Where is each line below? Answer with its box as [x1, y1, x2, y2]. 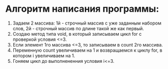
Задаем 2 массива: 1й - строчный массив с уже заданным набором [12, 20, 162, 26]
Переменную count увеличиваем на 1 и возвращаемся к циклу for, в [12, 47, 162, 53]
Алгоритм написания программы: [5, 3, 159, 15]
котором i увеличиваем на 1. [12, 52, 76, 59]
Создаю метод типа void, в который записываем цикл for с [12, 31, 142, 37]
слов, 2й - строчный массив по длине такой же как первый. [12, 25, 145, 31]
